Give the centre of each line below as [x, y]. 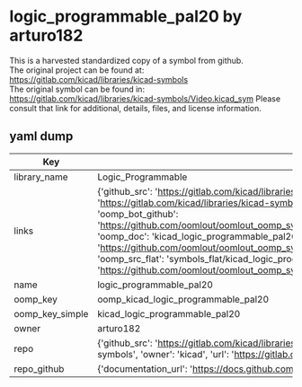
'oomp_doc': [124, 236]
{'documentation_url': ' [145, 368]
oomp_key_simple [51, 313]
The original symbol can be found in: [77, 89]
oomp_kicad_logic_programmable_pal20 [183, 299]
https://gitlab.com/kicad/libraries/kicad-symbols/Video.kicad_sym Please [145, 98]
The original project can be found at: [77, 70]
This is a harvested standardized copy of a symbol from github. [127, 60]
